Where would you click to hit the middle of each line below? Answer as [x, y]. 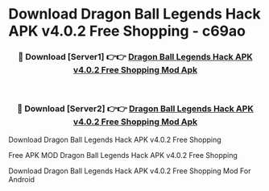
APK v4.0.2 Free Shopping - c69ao [127, 31]
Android [21, 179]
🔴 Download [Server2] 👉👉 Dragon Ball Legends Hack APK [135, 109]
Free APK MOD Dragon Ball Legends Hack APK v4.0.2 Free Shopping [123, 155]
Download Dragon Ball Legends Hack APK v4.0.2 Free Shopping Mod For [130, 171]
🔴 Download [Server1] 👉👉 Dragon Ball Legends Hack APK [135, 57]
